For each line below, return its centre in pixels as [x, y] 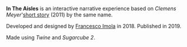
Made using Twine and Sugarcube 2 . [51, 37]
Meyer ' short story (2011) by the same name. [59, 15]
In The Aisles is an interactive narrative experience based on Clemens [91, 9]
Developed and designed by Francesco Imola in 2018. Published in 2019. [94, 26]
